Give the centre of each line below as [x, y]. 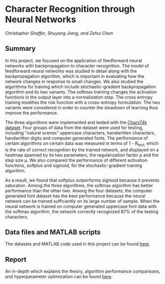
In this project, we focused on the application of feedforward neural [74, 61]
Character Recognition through [70, 9]
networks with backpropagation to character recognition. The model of [77, 65]
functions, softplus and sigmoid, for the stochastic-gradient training [74, 165]
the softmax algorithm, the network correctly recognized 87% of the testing [82, 211]
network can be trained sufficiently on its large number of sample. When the [82, 201]
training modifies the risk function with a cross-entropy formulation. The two [82, 102]
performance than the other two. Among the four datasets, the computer [79, 190]
